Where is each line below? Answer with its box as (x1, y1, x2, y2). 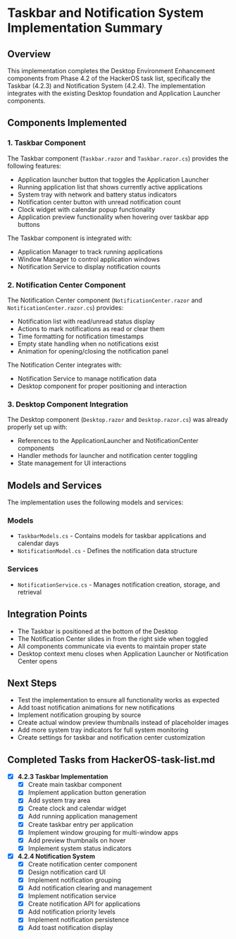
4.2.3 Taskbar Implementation (17, 773, 108, 781)
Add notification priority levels (27, 907, 116, 916)
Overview (7, 48, 51, 60)
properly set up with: (7, 423, 68, 431)
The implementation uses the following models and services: (7, 498, 184, 506)
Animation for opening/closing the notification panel (17, 347, 169, 355)
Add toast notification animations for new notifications (17, 703, 175, 712)
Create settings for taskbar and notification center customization (17, 733, 206, 742)
